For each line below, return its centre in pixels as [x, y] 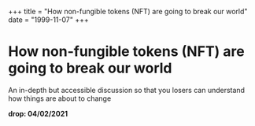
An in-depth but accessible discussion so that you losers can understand [127, 90]
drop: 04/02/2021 [38, 113]
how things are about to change [60, 98]
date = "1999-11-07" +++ [48, 20]
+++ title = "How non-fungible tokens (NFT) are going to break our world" [128, 11]
